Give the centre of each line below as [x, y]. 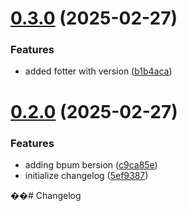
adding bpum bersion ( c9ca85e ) [91, 164]
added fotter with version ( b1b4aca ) [98, 71]
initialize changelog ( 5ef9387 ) [86, 175]
